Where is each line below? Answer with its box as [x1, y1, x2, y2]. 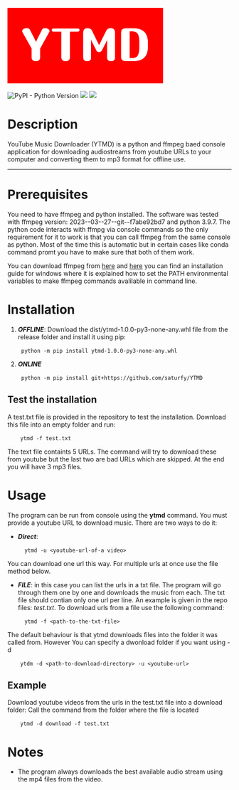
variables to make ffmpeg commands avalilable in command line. [7, 277, 198, 285]
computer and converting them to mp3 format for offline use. [7, 154, 186, 164]
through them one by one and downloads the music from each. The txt [17, 588, 225, 597]
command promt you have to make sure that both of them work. [7, 247, 194, 256]
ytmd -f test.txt [20, 434, 72, 442]
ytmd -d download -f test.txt [20, 720, 110, 727]
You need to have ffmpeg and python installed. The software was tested [7, 210, 219, 218]
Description [7, 117, 78, 132]
